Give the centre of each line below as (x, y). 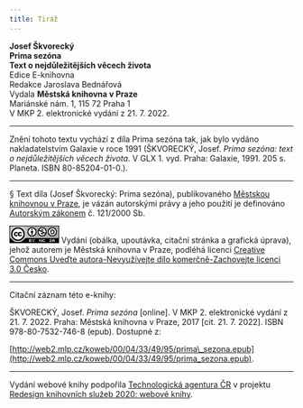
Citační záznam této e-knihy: (63, 294)
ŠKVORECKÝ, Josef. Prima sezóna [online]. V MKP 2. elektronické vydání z (149, 312)
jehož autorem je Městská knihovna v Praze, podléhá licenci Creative (138, 249)
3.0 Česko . (29, 269)
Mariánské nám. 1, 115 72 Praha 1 (70, 103)
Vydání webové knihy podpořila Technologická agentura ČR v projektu (140, 385)
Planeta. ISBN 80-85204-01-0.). (69, 168)
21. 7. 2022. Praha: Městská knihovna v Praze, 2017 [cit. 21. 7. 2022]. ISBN (147, 321)
